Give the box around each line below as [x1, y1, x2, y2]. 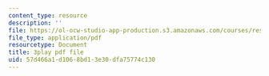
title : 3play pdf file [8, 48, 84, 56]
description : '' [8, 19, 62, 27]
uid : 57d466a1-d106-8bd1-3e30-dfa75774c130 [8, 56, 156, 64]
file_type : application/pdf [8, 33, 102, 42]
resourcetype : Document [8, 41, 88, 49]
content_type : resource [8, 11, 88, 20]
